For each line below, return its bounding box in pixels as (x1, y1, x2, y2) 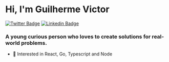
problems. (21, 39, 47, 46)
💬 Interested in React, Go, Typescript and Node (12, 51, 113, 57)
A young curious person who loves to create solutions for (5, 33, 151, 40)
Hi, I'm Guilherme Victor (5, 4, 110, 15)
